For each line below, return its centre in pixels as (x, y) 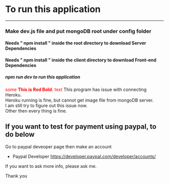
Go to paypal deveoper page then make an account (58, 146)
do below (20, 134)
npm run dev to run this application (43, 77)
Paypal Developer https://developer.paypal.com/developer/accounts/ (84, 156)
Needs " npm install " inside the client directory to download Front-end (81, 60)
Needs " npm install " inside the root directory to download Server (76, 43)
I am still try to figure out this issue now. (47, 106)
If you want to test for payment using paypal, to (81, 127)
